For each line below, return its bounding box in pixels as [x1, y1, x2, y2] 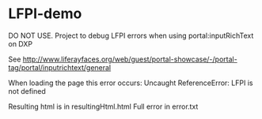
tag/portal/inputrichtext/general [8, 62, 112, 72]
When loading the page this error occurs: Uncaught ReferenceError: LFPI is [8, 78, 253, 87]
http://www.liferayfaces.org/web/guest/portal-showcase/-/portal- [22, 54, 237, 64]
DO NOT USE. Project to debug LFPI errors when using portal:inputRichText [8, 31, 254, 40]
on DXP [8, 39, 33, 48]
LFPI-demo [8, 5, 82, 23]
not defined [8, 86, 46, 95]
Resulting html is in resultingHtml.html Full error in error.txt [8, 102, 199, 111]
